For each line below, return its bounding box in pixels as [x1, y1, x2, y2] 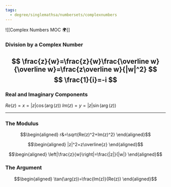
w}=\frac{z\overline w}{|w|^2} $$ [47, 65, 157, 74]
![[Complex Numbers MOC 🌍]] [5, 27, 70, 33]
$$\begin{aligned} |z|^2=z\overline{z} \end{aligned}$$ [27, 142, 144, 148]
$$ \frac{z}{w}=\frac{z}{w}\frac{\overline [11, 57, 149, 65]
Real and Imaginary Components [5, 90, 88, 98]
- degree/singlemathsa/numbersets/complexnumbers [10, 12, 117, 17]
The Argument [5, 164, 42, 171]
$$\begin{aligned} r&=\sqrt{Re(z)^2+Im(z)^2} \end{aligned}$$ [20, 131, 151, 138]
